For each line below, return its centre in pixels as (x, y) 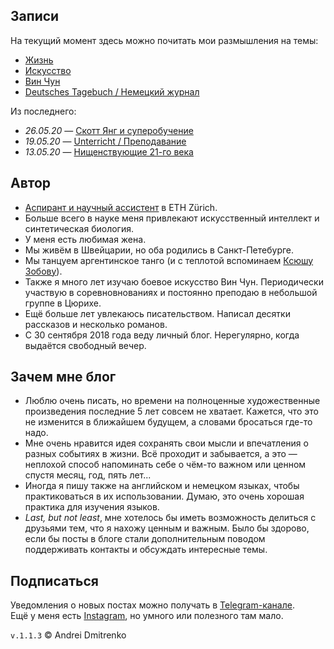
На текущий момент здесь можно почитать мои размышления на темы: (164, 40)
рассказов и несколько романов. (96, 324)
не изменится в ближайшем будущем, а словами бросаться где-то (168, 422)
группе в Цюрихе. (63, 303)
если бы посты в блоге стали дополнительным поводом (145, 539)
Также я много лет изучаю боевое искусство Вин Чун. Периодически (174, 281)
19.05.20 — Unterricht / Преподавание (105, 141)
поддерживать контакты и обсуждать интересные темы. (146, 550)
